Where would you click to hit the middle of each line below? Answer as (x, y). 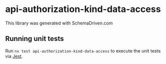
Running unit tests (35, 39)
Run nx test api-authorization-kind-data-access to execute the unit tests (83, 50)
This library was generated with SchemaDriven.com (59, 23)
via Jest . (14, 56)
